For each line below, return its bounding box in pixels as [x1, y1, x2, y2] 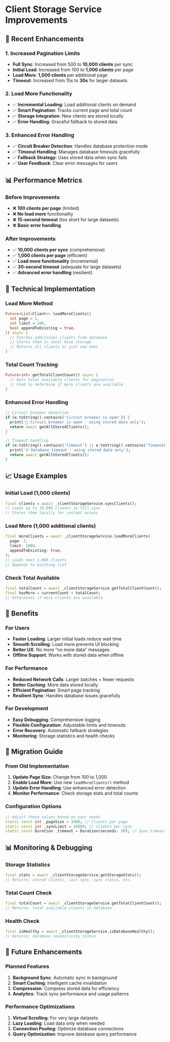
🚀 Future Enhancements [5, 948, 82, 956]
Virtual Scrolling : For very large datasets [12, 1015, 99, 1021]
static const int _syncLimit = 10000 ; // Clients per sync [5, 824, 133, 829]
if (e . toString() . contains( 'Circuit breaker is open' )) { [5, 415, 130, 420]
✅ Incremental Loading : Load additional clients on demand [12, 101, 137, 107]
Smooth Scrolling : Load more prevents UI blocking [12, 641, 119, 648]
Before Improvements [5, 194, 60, 201]
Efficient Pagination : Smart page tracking [12, 687, 100, 693]
